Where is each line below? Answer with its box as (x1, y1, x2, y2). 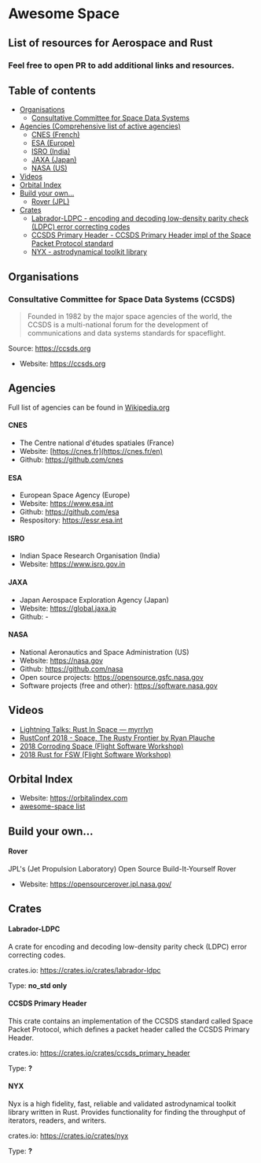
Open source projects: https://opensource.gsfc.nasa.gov (19, 672, 204, 682)
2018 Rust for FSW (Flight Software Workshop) (19, 749, 171, 759)
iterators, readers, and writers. (8, 1116, 107, 1125)
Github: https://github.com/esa (19, 507, 119, 517)
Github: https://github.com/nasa (19, 663, 123, 674)
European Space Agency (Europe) (19, 490, 130, 500)
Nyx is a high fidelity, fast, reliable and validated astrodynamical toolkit (8, 1099, 237, 1109)
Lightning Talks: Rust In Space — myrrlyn (19, 724, 153, 734)
